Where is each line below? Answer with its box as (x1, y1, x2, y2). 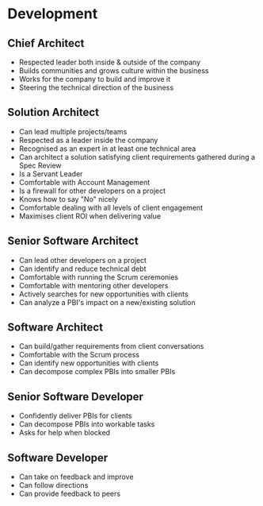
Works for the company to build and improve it (18, 75, 171, 83)
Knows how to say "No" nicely (18, 194, 118, 203)
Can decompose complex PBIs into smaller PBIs (18, 367, 176, 377)
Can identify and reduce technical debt (18, 264, 147, 273)
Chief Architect (7, 37, 85, 50)
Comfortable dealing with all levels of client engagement (18, 203, 204, 212)
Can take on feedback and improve (18, 472, 134, 481)
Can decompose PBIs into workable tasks (18, 419, 155, 429)
